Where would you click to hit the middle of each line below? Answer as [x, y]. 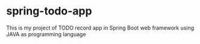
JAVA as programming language [46, 34]
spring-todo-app [49, 11]
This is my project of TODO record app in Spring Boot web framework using [100, 28]
